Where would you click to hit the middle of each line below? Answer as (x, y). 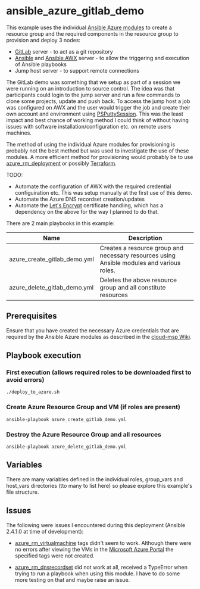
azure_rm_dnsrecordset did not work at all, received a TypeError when (101, 567)
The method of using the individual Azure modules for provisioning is (91, 144)
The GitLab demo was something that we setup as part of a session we (93, 82)
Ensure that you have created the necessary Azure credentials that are (93, 330)
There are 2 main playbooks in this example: (60, 223)
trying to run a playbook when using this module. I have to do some (97, 574)
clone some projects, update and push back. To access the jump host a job (98, 101)
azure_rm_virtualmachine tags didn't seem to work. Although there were (103, 543)
